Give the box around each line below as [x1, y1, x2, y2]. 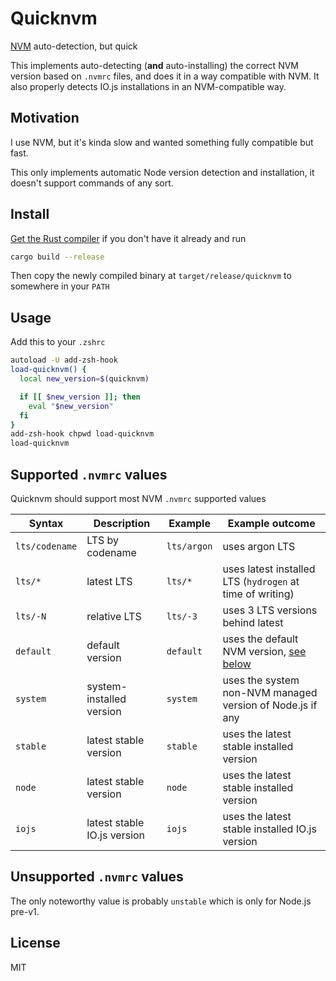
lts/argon [166, 540, 213, 552]
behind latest [222, 615, 284, 629]
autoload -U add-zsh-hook [10, 355, 118, 366]
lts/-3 [166, 610, 198, 622]
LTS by [86, 533, 120, 547]
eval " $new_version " [28, 401, 114, 411]
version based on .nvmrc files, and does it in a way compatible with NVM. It [10, 70, 320, 82]
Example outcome [227, 516, 316, 530]
